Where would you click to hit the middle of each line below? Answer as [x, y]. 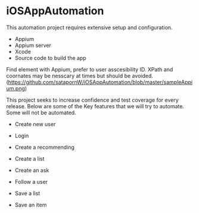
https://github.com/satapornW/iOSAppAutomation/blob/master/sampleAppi [100, 82]
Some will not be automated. [41, 112]
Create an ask [32, 170]
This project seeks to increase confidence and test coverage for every [92, 100]
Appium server [33, 45]
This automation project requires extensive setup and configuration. [89, 27]
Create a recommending [44, 147]
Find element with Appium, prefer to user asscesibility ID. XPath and [90, 69]
